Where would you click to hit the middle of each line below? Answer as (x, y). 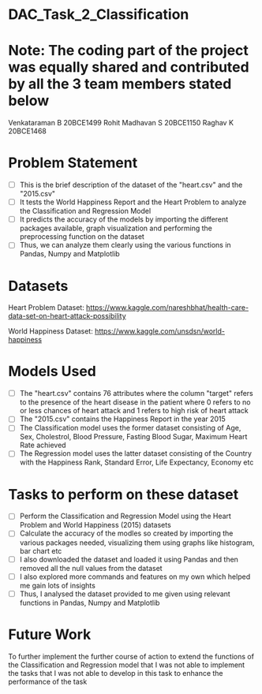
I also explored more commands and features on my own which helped (135, 576)
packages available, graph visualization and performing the (116, 228)
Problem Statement (73, 163)
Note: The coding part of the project (128, 51)
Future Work (50, 634)
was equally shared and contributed (129, 67)
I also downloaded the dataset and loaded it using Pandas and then (129, 559)
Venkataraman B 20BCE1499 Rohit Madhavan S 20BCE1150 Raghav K (121, 123)
